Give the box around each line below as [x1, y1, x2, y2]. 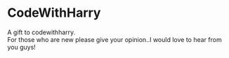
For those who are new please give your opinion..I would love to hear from [7, 35, 223, 43]
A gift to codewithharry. [7, 28, 76, 36]
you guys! [7, 43, 37, 51]
